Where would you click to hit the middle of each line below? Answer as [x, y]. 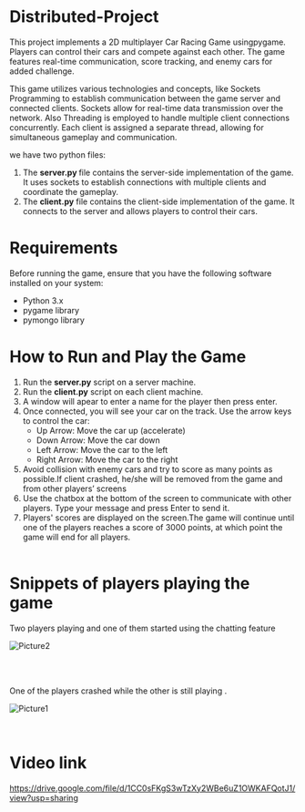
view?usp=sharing [44, 797]
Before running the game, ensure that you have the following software [141, 273]
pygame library [51, 310]
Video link [48, 762]
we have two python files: [58, 154]
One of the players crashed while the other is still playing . [118, 691]
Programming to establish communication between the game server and [145, 98]
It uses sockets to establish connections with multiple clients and [144, 182]
